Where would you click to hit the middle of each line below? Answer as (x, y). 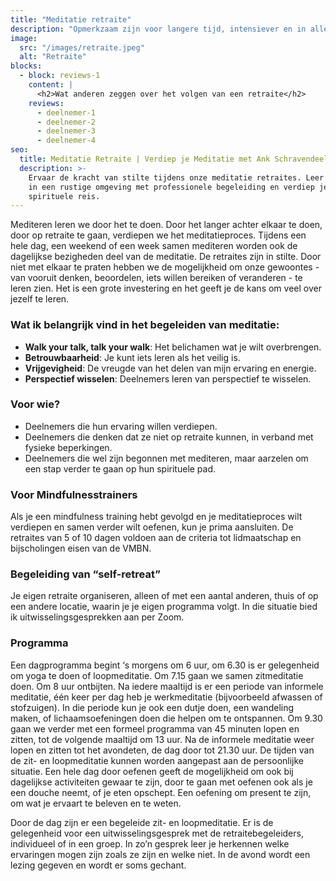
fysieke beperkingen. (68, 447)
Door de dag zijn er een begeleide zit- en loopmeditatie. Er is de (142, 822)
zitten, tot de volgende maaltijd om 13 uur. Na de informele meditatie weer (162, 739)
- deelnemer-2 (66, 122)
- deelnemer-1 (66, 112)
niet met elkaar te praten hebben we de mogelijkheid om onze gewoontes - (165, 267)
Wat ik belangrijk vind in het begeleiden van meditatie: (145, 325)
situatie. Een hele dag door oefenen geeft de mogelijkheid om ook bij (152, 771)
